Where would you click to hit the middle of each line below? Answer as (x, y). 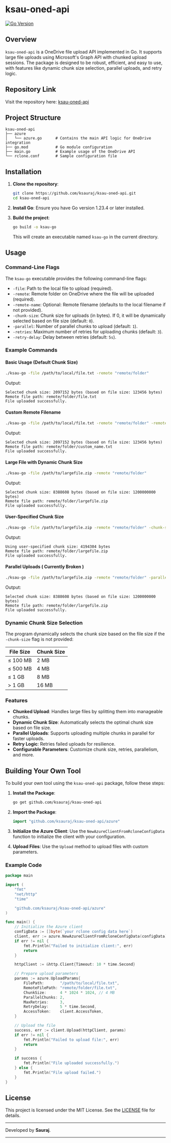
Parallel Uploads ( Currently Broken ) (45, 567)
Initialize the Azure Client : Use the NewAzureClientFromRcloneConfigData (89, 831)
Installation (23, 172)
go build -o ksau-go (34, 227)
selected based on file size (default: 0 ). (53, 321)
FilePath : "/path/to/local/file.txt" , (72, 983)
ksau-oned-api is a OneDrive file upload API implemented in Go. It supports (83, 51)
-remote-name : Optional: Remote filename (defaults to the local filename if (89, 305)
